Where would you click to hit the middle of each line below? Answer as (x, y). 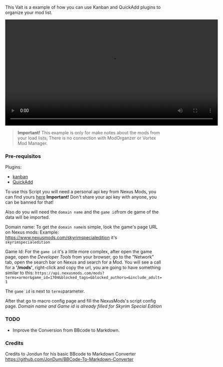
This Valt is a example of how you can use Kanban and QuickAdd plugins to (83, 7)
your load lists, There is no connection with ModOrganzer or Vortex (87, 138)
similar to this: (19, 273)
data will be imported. (27, 217)
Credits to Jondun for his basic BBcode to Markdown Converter (71, 354)
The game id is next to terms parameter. (45, 291)
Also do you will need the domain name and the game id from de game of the (82, 212)
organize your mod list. (29, 12)
